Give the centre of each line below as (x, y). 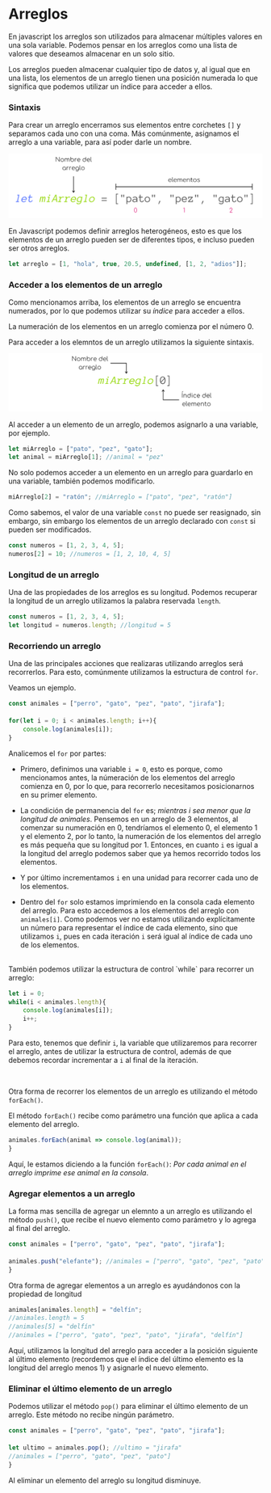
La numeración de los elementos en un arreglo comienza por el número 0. (131, 326)
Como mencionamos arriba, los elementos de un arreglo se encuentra (125, 302)
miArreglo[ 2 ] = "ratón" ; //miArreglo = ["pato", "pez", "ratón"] (120, 497)
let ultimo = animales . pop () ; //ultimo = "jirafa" (95, 1448)
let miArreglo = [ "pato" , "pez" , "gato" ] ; (81, 449)
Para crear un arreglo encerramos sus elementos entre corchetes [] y (125, 125)
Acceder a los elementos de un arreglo (85, 285)
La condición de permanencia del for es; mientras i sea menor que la (135, 810)
